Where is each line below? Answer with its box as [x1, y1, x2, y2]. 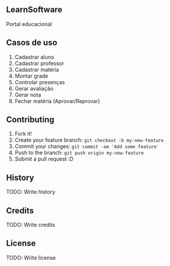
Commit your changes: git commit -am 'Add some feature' [14, 143, 160, 150]
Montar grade [14, 72, 49, 79]
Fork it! [14, 130, 33, 137]
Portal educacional [6, 20, 52, 27]
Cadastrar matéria [14, 66, 59, 73]
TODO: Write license [6, 254, 56, 261]
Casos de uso [6, 38, 57, 48]
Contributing [6, 115, 54, 125]
